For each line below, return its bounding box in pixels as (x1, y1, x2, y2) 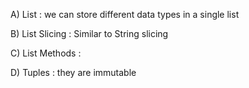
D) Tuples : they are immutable (10, 67, 137, 78)
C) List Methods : (10, 47, 82, 59)
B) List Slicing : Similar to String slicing (10, 28, 169, 39)
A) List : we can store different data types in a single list (10, 9, 240, 20)
